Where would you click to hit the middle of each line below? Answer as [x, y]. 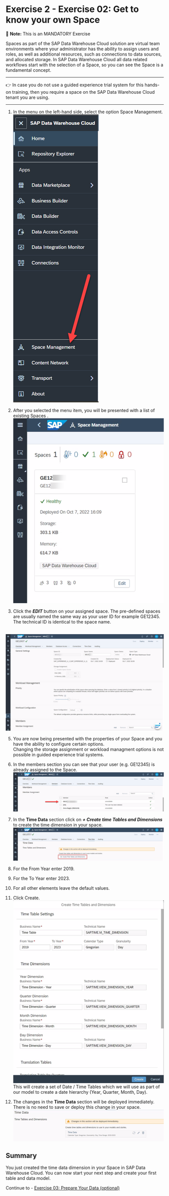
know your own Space [53, 20]
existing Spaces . [31, 416]
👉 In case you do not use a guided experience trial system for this [75, 85]
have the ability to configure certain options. [59, 744]
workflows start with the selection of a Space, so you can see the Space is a [84, 65]
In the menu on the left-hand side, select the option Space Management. [88, 112]
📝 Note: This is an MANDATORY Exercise [48, 34]
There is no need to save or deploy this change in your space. [77, 1107]
